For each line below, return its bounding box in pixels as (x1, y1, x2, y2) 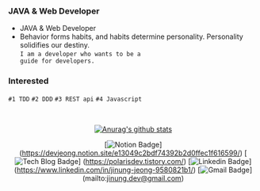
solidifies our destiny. (19, 40, 90, 50)
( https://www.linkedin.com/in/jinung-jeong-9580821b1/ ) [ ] (13, 165, 253, 174)
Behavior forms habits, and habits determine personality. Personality (19, 32, 243, 41)
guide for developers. (19, 57, 95, 65)
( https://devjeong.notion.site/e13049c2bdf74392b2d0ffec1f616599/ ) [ (19, 148, 247, 158)
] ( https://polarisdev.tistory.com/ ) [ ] (78, 156, 252, 166)
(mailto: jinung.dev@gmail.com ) (82, 173, 185, 183)
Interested (8, 75, 49, 86)
